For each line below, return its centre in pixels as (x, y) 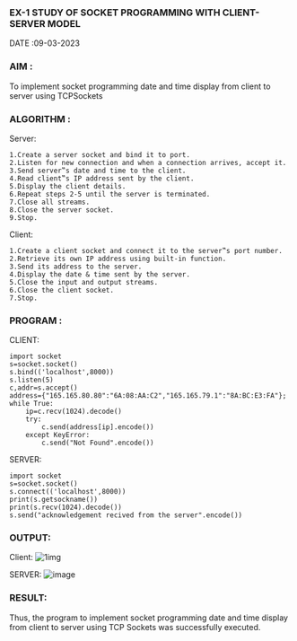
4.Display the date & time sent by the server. (100, 274)
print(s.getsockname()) (54, 500)
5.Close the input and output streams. (84, 282)
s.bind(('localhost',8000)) (62, 373)
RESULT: (28, 598)
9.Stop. (24, 217)
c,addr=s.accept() (44, 388)
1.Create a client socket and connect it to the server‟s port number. (146, 250)
